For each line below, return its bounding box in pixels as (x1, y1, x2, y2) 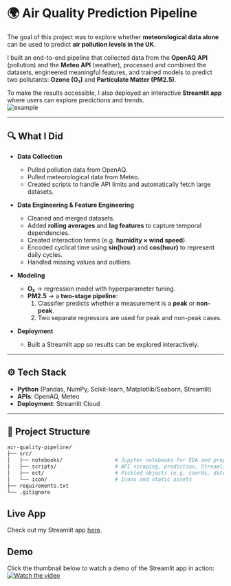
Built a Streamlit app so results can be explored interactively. (27, 340, 199, 348)
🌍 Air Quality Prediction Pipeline (7, 5, 198, 21)
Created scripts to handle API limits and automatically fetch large (27, 180, 211, 188)
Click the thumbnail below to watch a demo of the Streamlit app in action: (7, 564, 214, 572)
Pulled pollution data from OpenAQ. (27, 166, 128, 174)
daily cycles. (27, 250, 63, 258)
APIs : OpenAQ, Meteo (16, 392, 80, 401)
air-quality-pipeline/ (7, 444, 72, 451)
